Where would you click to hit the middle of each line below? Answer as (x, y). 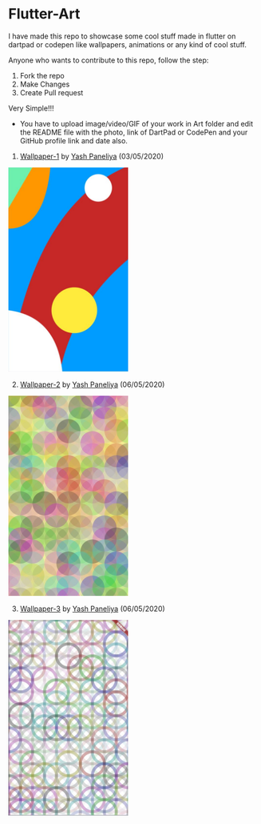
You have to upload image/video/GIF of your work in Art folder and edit (136, 123)
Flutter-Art (44, 14)
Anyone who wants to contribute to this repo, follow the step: (109, 60)
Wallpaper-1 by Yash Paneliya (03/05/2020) (91, 156)
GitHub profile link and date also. (73, 140)
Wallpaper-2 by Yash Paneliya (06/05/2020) (92, 384)
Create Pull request (51, 92)
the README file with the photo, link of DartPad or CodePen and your (134, 132)
